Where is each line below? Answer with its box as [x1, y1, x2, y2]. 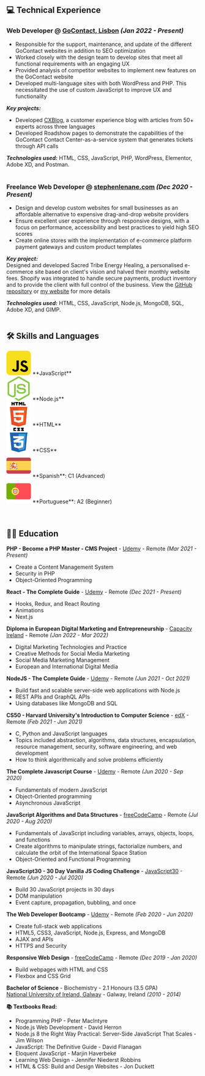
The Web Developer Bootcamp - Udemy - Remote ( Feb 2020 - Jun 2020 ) [6, 911, 193, 918]
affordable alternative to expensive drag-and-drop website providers [15, 210, 189, 218]
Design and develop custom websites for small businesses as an [15, 204, 179, 211]
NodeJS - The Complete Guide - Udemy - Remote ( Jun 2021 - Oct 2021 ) [6, 675, 190, 682]
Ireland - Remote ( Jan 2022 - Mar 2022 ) [6, 631, 109, 638]
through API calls [15, 142, 59, 150]
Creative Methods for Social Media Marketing [15, 650, 130, 657]
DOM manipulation [15, 892, 62, 900]
